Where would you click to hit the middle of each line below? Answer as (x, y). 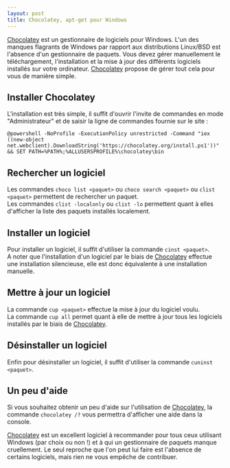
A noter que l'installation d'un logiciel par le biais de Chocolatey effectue (110, 256)
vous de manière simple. (42, 75)
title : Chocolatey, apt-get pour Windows (67, 20)
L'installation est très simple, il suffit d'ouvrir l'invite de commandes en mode (115, 114)
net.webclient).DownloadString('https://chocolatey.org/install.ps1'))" (113, 146)
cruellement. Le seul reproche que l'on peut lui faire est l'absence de (104, 449)
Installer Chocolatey (51, 97)
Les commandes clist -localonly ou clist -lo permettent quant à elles (111, 204)
